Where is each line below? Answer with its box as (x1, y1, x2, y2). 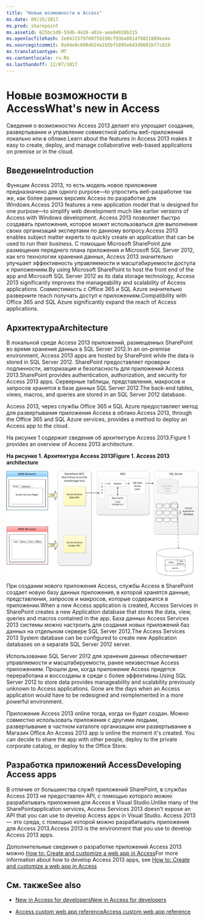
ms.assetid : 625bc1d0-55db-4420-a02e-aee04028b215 (6, 29, 138, 35)
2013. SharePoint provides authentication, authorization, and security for (6, 372, 187, 379)
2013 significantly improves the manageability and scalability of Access (6, 279, 186, 287)
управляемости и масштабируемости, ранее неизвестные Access (6, 659, 179, 666)
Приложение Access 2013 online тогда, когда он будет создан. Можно (6, 710, 189, 717)
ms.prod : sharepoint (6, 23, 59, 29)
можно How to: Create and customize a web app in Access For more (6, 849, 178, 857)
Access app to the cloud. (6, 422, 69, 430)
